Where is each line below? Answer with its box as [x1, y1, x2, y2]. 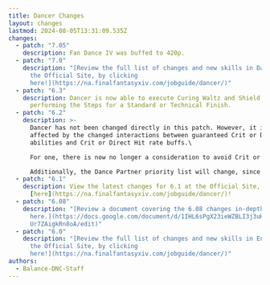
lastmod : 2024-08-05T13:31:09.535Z [8, 26, 128, 35]
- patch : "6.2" [15, 109, 67, 117]
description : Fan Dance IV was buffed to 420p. [22, 49, 185, 57]
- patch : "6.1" [15, 175, 67, 183]
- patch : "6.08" [15, 197, 70, 206]
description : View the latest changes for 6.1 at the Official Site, [22, 182, 261, 191]
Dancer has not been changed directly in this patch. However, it [29, 124, 257, 132]
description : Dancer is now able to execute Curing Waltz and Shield [22, 94, 261, 102]
